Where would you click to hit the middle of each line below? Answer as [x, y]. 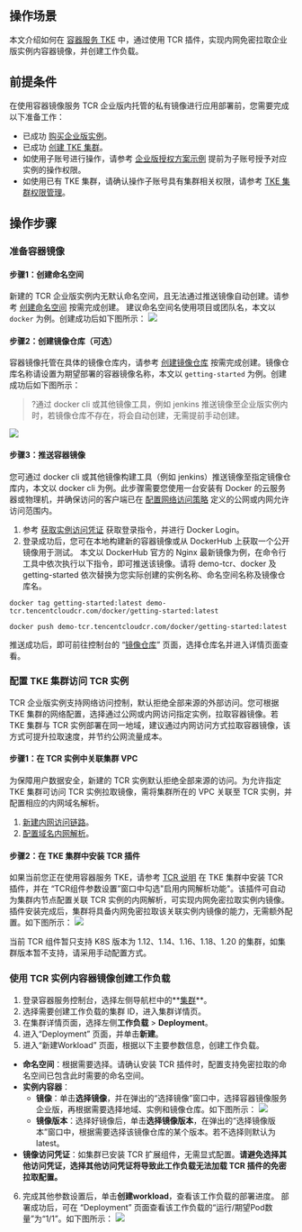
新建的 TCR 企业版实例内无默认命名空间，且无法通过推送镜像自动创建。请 [145, 297]
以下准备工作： [37, 116]
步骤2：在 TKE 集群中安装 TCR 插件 [75, 855]
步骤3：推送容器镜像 [48, 454]
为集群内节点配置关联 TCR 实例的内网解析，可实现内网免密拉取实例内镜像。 [149, 900]
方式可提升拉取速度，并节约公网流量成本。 [88, 736]
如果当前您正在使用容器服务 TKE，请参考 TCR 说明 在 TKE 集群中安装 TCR [146, 878]
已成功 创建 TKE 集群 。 [65, 147]
